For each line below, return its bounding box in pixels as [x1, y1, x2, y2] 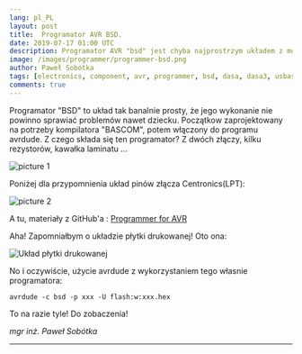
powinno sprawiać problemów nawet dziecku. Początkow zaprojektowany [9, 114, 283, 125]
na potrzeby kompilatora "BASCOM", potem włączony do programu [9, 123, 259, 135]
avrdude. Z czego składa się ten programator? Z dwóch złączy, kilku [9, 133, 262, 144]
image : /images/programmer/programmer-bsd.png [9, 55, 187, 64]
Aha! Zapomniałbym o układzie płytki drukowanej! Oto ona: [9, 231, 227, 241]
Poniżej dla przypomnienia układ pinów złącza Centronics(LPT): [9, 177, 245, 189]
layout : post [9, 22, 58, 31]
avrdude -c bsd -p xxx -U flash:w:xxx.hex [9, 292, 171, 302]
